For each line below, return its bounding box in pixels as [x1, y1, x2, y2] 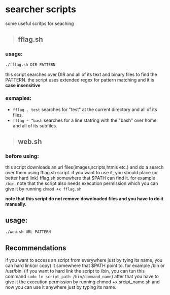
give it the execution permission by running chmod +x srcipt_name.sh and [5, 279, 160, 285]
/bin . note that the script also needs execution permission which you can [5, 180, 158, 186]
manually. [5, 201, 27, 207]
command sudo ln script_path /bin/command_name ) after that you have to [5, 273, 159, 279]
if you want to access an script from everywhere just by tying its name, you [5, 257, 163, 263]
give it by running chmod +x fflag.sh [5, 186, 82, 192]
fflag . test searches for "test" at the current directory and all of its [12, 106, 157, 113]
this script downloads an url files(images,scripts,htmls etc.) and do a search [5, 164, 164, 170]
